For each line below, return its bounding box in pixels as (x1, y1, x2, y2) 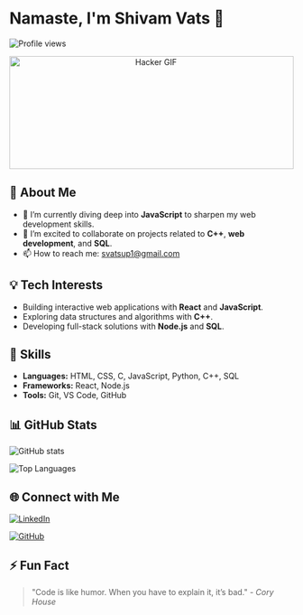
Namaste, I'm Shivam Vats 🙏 (9, 8, 225, 29)
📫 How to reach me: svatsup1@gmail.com (22, 247, 180, 258)
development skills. (22, 219, 95, 229)
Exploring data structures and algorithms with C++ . (22, 311, 214, 321)
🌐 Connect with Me (9, 489, 120, 505)
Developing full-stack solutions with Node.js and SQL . (22, 321, 225, 331)
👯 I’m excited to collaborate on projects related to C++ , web (22, 228, 245, 238)
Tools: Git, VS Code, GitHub (22, 390, 127, 401)
